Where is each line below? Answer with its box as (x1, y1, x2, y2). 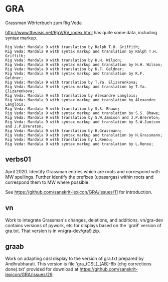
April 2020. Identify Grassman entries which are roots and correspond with (5, 168, 160, 174)
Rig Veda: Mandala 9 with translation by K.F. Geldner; (5, 66, 124, 72)
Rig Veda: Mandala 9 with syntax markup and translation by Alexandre (5, 97, 156, 102)
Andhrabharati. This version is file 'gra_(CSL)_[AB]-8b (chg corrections (5, 261, 152, 267)
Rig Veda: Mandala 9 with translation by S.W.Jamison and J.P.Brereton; (5, 115, 160, 120)
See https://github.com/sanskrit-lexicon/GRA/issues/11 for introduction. (5, 189, 152, 195)
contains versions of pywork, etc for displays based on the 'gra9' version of (5, 222, 162, 228)
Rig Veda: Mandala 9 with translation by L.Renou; (5, 137, 113, 142)
